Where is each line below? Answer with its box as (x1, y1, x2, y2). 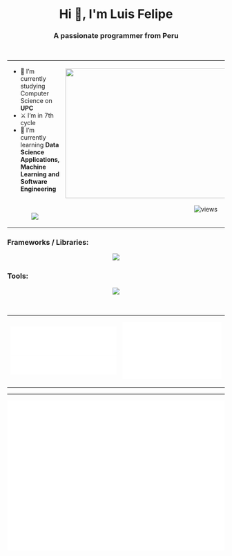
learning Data (20, 141, 59, 149)
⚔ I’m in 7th (20, 111, 54, 120)
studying (20, 82, 46, 91)
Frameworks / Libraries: (7, 237, 89, 247)
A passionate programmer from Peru (53, 31, 179, 41)
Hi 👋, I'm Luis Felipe (59, 6, 173, 22)
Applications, (20, 156, 60, 164)
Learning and (20, 170, 60, 178)
